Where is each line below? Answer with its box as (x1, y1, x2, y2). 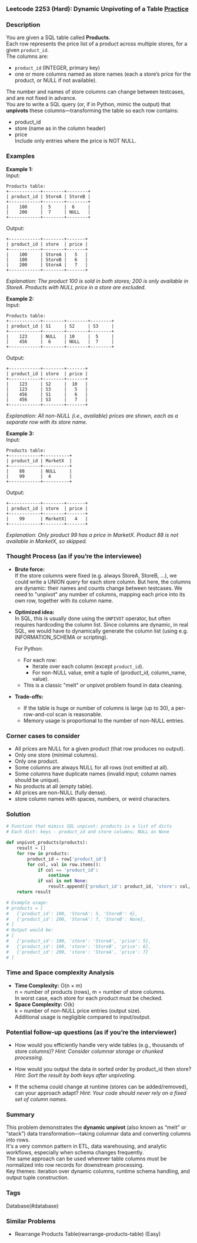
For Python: (14, 645, 43, 652)
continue (48, 873, 69, 879)
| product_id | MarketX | (6, 458, 72, 464)
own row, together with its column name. (14, 597, 113, 604)
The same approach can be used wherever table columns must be (6, 1155, 167, 1162)
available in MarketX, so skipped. (6, 537, 87, 544)
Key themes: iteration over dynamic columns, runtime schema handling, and (6, 1168, 190, 1175)
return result (16, 889, 51, 895)
